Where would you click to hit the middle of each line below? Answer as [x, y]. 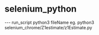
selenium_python [40, 9]
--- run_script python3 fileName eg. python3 [49, 22]
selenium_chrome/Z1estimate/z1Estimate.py [48, 27]
